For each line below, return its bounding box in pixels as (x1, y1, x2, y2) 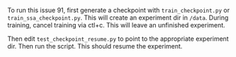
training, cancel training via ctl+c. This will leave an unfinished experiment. (7, 21, 225, 29)
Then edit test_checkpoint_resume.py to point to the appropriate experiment (7, 34, 229, 43)
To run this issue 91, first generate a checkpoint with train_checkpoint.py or (7, 6, 230, 14)
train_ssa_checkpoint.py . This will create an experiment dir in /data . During (7, 13, 229, 22)
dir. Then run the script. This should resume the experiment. (7, 42, 183, 50)
